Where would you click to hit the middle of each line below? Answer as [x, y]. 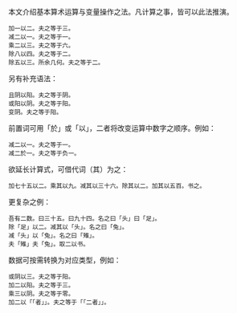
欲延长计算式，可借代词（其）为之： [68, 169]
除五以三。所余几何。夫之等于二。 [56, 63]
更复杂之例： [29, 202]
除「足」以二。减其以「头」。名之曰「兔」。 [68, 227]
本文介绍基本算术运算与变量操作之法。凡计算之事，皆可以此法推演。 [121, 12]
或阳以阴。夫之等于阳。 [41, 104]
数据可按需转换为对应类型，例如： [65, 260]
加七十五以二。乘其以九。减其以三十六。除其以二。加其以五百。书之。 [107, 186]
